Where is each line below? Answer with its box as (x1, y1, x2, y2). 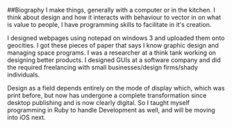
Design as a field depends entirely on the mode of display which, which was (7, 84, 225, 92)
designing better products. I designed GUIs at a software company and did (7, 56, 221, 64)
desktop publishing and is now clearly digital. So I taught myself (7, 99, 190, 106)
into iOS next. (7, 113, 47, 121)
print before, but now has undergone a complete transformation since (7, 91, 207, 99)
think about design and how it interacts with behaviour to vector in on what (7, 13, 222, 21)
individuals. (7, 70, 40, 79)
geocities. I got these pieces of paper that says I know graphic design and (7, 41, 219, 49)
